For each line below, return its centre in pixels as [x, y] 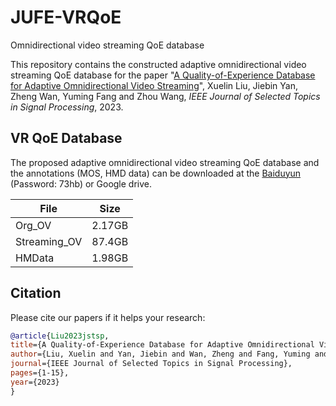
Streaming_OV [49, 241]
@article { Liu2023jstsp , [60, 336]
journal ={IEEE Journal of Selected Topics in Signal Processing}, [151, 364]
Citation [36, 293]
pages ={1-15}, [40, 373]
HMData [35, 258]
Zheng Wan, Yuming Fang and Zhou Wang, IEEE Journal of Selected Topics [165, 96]
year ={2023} [35, 382]
